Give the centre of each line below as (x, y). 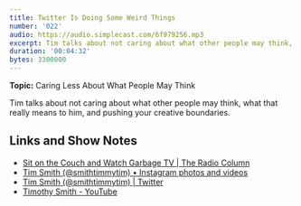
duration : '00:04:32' (50, 51)
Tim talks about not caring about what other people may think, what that (144, 103)
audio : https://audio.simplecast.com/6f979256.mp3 (107, 34)
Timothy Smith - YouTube (70, 192)
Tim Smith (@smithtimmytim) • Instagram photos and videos (135, 172)
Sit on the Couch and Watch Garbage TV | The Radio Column (136, 163)
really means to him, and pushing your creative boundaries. (120, 112)
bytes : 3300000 (38, 60)
